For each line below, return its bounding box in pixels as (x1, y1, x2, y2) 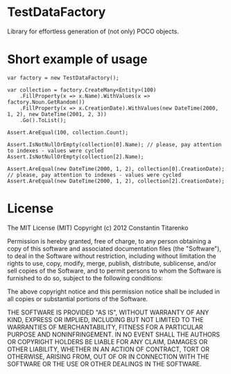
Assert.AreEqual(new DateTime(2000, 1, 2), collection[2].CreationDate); (7, 178, 225, 185)
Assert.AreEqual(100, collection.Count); (7, 129, 129, 136)
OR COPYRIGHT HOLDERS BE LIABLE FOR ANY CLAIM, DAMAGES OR (7, 337, 208, 346)
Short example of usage (7, 51, 148, 67)
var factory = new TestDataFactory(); (7, 74, 119, 81)
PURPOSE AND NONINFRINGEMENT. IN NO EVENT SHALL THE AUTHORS (7, 330, 221, 339)
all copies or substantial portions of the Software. (7, 294, 148, 303)
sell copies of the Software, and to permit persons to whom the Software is (7, 266, 222, 275)
